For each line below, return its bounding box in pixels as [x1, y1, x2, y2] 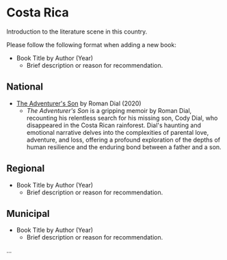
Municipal [6, 207, 50, 220]
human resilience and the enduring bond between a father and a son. [26, 142, 222, 151]
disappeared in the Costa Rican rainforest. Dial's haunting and [26, 121, 201, 129]
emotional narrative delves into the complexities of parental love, [26, 128, 209, 136]
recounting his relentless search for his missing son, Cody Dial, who [26, 114, 218, 122]
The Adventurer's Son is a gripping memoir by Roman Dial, [26, 106, 192, 114]
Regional [6, 163, 45, 174]
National [6, 81, 44, 93]
